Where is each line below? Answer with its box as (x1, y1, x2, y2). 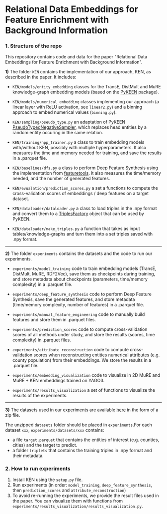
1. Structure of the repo (5, 42, 62, 49)
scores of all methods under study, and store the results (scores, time (12, 332, 155, 338)
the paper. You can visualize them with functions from (12, 498, 123, 504)
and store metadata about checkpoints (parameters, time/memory (12, 276, 148, 282)
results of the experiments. (12, 393, 68, 399)
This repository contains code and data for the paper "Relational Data (5, 54, 148, 60)
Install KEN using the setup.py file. (12, 477, 83, 483)
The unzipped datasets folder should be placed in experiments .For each (5, 422, 153, 428)
